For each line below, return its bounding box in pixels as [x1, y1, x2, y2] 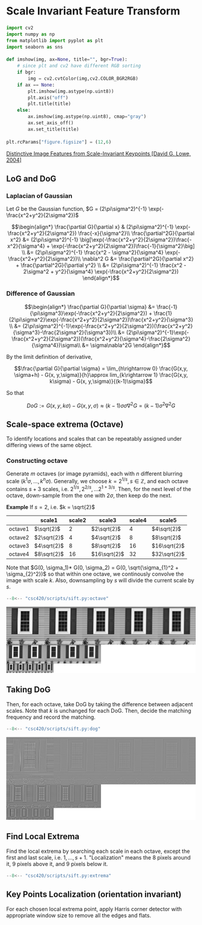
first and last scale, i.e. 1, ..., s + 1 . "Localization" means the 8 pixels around [6, 853, 191, 861]
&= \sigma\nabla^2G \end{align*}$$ [82, 341, 171, 349]
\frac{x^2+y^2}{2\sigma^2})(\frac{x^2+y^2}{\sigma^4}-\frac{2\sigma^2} [11, 335, 191, 342]
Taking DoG [6, 685, 51, 695]
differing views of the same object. [6, 442, 93, 449]
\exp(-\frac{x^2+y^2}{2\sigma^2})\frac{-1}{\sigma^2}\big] [51, 242, 195, 250]
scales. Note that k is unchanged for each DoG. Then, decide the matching [6, 707, 191, 714]
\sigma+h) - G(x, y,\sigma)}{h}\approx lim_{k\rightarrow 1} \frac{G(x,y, [14, 371, 188, 378]
